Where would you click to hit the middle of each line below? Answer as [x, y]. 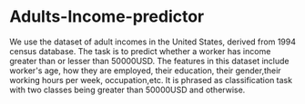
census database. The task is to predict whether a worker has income [140, 51]
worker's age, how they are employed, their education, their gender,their [145, 71]
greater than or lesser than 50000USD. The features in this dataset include [149, 61]
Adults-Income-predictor [107, 17]
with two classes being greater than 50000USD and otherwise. [127, 90]
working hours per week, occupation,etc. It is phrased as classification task [151, 80]
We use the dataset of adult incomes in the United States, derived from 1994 [152, 42]
